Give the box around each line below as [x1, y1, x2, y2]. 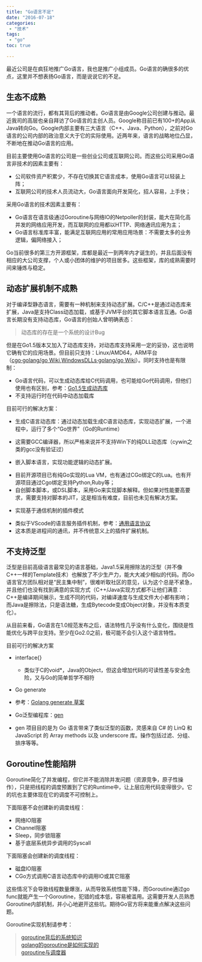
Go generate [14, 686, 46, 693]
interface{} [14, 654, 42, 661]
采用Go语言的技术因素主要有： [6, 200, 82, 208]
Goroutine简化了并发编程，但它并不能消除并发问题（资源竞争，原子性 [6, 776, 179, 783]
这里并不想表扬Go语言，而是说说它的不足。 [16, 72, 124, 80]
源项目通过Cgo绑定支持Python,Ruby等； [14, 478, 115, 486]
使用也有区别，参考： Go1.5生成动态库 [14, 384, 108, 391]
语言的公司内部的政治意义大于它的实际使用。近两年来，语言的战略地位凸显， [6, 132, 196, 139]
